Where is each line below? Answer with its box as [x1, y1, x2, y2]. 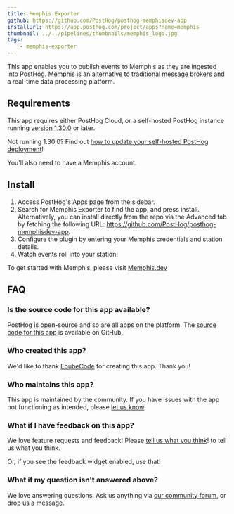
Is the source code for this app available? [7, 304, 150, 314]
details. [17, 242, 39, 250]
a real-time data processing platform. [7, 77, 115, 85]
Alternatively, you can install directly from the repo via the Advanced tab [17, 212, 227, 221]
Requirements [7, 98, 70, 110]
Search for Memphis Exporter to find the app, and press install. [17, 205, 200, 213]
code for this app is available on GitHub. [7, 328, 124, 337]
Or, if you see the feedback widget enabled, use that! [7, 458, 161, 466]
